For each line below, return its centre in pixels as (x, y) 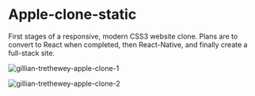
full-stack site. (32, 53)
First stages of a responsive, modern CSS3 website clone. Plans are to (123, 36)
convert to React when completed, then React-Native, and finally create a (128, 44)
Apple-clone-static (72, 15)
